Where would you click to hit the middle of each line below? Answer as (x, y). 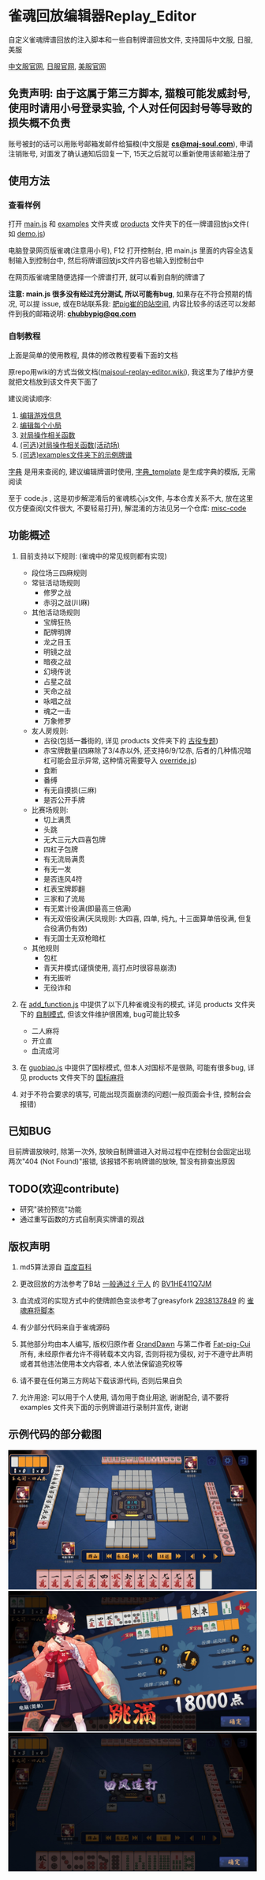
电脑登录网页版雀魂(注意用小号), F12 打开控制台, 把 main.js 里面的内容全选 (128, 250)
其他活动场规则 (56, 612)
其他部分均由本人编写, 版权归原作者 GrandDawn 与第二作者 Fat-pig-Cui (135, 1344)
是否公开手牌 (64, 799)
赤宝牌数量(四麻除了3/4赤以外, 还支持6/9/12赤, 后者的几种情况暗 (147, 750)
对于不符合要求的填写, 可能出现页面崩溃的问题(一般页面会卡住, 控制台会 (135, 1094)
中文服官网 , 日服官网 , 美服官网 (57, 66)
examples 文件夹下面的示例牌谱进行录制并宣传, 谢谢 (104, 1407)
